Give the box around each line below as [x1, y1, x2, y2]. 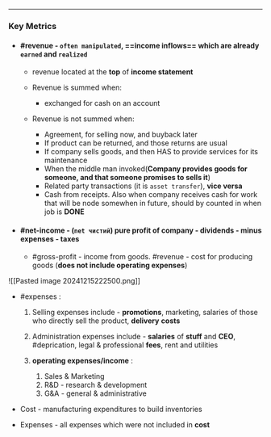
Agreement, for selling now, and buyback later [44, 130, 198, 140]
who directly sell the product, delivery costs [31, 316, 181, 326]
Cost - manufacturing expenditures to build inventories [19, 405, 203, 414]
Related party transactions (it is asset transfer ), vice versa [44, 181, 243, 191]
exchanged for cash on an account [44, 99, 161, 108]
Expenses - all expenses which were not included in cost [19, 420, 211, 430]
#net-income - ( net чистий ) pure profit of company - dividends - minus [19, 225, 262, 235]
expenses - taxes [19, 233, 80, 243]
